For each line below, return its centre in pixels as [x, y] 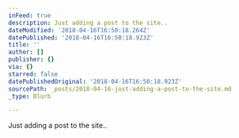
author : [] [26, 52]
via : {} [21, 67]
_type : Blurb [30, 96]
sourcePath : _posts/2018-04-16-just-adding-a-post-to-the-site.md [120, 89]
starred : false [33, 74]
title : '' [25, 45]
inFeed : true [30, 15]
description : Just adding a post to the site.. [88, 23]
